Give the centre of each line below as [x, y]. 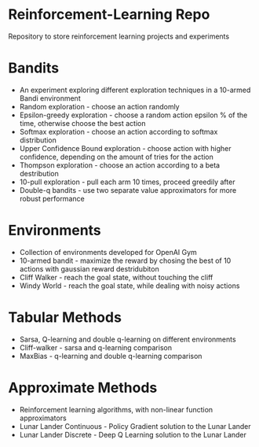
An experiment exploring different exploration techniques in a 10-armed [135, 90]
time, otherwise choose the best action [82, 123]
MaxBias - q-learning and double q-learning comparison [111, 356]
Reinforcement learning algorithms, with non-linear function [116, 409]
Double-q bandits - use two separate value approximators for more [128, 190]
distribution [38, 140]
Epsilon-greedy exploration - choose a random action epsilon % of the [133, 115]
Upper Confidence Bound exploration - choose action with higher [125, 148]
